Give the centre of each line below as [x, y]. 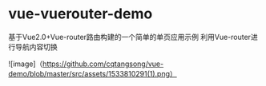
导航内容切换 [36, 47]
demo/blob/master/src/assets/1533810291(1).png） [93, 73]
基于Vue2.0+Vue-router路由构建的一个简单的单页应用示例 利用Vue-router [129, 37]
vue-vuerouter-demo [81, 14]
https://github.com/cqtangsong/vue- [103, 64]
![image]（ [26, 64]
